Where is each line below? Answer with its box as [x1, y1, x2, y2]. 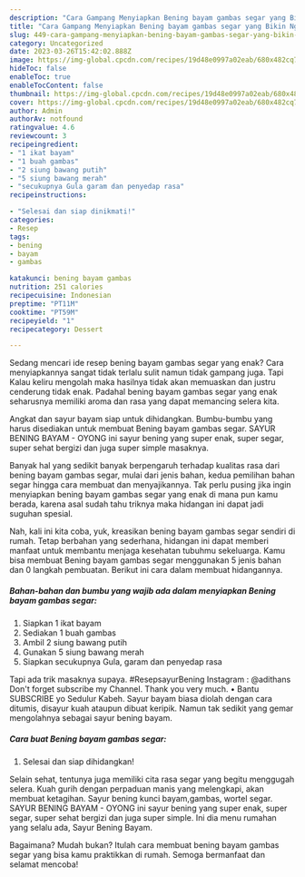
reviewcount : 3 [9, 132, 67, 141]
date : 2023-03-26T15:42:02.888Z [9, 47, 132, 56]
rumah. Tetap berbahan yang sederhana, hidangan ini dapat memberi [9, 536, 270, 547]
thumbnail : [9, 89, 51, 98]
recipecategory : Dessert [9, 324, 103, 334]
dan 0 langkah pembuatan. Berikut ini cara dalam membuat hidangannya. [9, 565, 283, 576]
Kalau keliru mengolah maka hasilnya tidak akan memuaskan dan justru [9, 377, 276, 388]
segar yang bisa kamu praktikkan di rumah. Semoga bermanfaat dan [9, 850, 266, 861]
